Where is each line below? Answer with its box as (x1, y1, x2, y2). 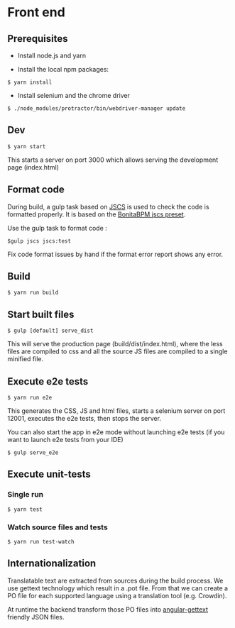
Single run (7, 490, 44, 500)
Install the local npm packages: (17, 65, 109, 73)
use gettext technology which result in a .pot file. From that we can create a (7, 583, 229, 593)
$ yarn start (7, 143, 46, 150)
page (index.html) (7, 162, 59, 171)
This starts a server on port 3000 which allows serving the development (7, 155, 219, 164)
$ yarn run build (7, 289, 59, 297)
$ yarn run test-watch (7, 539, 75, 546)
